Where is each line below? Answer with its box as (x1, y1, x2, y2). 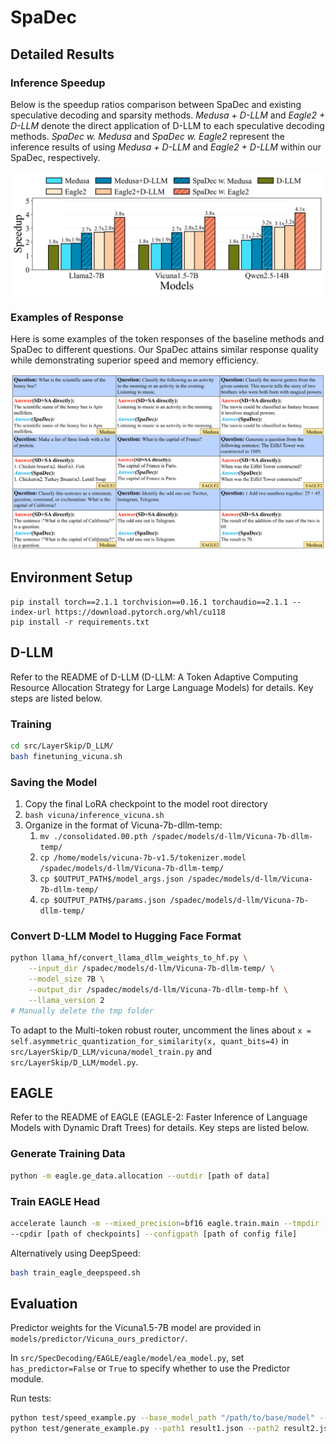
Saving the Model (10, 775, 98, 789)
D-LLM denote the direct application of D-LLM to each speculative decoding (10, 119, 325, 131)
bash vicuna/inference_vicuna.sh (24, 811, 165, 821)
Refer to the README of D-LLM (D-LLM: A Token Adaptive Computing (10, 671, 299, 683)
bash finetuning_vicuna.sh (10, 751, 123, 761)
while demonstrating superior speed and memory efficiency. (10, 354, 259, 366)
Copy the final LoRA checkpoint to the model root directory (24, 798, 268, 810)
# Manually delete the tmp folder (10, 1006, 155, 1016)
